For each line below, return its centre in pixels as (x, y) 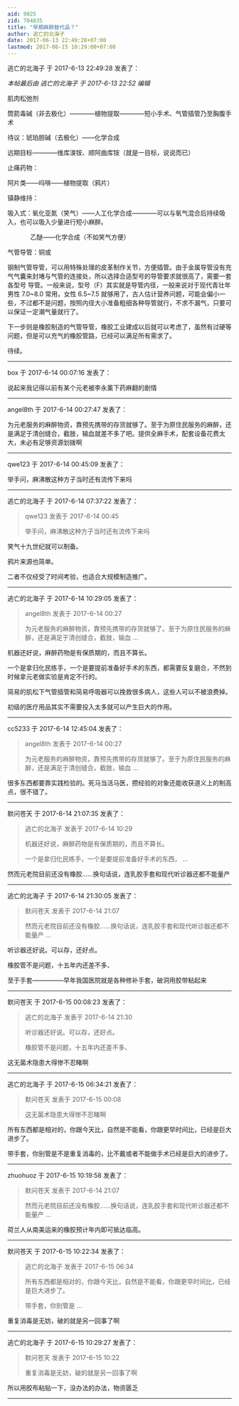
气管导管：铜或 (29, 252)
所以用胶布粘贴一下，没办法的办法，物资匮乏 (73, 1388)
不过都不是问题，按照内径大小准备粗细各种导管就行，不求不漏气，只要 (122, 303)
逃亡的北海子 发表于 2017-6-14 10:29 (79, 829)
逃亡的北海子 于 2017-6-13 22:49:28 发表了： (74, 68)
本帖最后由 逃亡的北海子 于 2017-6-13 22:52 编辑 (79, 83)
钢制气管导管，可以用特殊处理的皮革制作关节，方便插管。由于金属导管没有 (116, 267)
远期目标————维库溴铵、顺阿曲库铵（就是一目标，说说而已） (101, 153)
